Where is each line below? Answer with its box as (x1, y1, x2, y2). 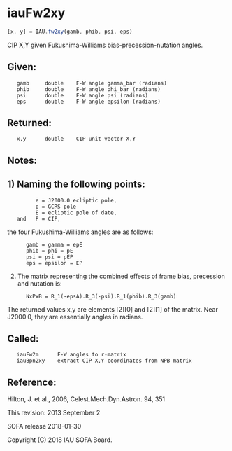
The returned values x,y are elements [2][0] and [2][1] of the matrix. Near (7, 305, 218, 313)
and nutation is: (17, 279, 62, 288)
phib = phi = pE (25, 247, 73, 254)
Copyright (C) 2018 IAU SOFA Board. (7, 436, 113, 444)
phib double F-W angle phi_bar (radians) (16, 85, 161, 92)
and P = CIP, (16, 215, 61, 222)
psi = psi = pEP (25, 254, 73, 261)
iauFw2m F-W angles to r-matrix (16, 352, 127, 359)
